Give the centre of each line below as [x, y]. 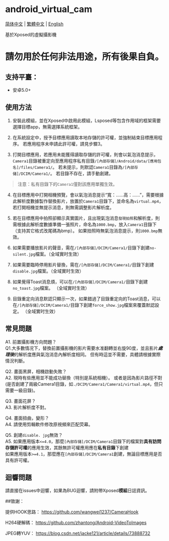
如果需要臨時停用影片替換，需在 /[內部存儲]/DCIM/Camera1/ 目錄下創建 [83, 264]
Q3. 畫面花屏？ [21, 401]
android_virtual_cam [49, 9]
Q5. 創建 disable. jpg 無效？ [34, 435]
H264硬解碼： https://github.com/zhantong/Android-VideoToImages [76, 523]
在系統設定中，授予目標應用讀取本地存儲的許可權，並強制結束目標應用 [85, 138]
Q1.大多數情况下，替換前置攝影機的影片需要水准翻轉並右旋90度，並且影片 [82, 348]
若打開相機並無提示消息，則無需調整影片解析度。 [63, 207]
